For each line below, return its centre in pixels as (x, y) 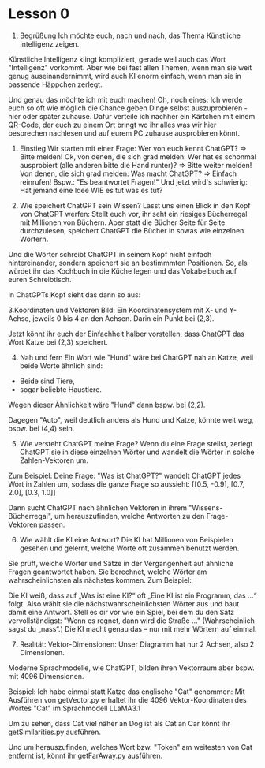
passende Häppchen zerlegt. (55, 84)
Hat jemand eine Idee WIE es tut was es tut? (91, 190)
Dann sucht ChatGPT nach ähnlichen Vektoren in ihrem (98, 507)
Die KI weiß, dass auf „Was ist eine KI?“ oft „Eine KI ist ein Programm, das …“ (132, 595)
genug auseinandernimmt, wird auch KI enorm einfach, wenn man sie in (125, 76)
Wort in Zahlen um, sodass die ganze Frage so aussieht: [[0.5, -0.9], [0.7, (127, 484)
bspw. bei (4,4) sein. (41, 428)
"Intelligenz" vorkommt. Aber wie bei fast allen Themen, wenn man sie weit (130, 67)
